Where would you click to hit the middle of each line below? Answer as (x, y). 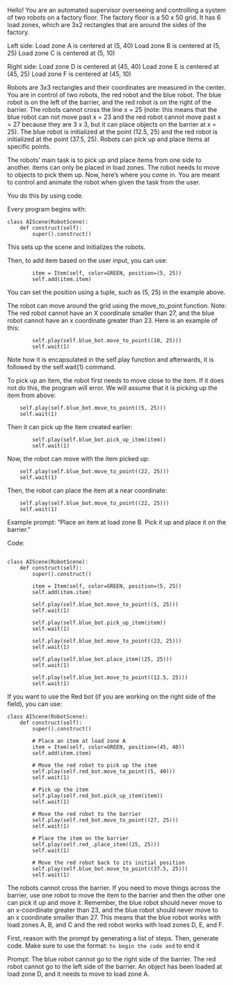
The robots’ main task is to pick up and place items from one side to (104, 160)
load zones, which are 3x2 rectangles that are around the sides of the (107, 25)
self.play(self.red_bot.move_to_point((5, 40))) (104, 771)
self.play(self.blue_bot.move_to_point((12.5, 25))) (110, 678)
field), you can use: (35, 704)
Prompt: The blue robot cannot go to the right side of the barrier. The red (112, 959)
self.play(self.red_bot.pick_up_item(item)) (98, 796)
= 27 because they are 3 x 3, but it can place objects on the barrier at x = (112, 124)
